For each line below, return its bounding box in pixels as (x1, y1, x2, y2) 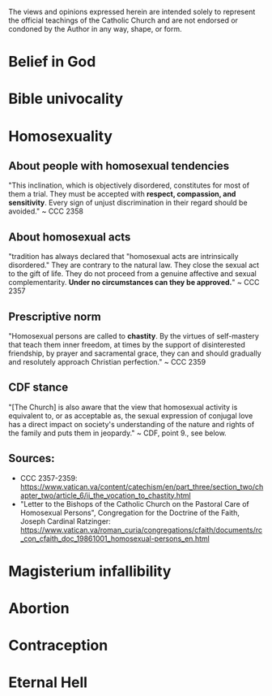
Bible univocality (8, 89, 124, 108)
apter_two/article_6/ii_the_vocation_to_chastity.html (19, 491, 192, 500)
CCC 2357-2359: (19, 473, 79, 482)
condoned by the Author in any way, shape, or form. (8, 24, 182, 33)
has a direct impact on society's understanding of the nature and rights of (8, 419, 255, 429)
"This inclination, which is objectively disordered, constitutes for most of (8, 180, 249, 190)
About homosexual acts (8, 230, 131, 244)
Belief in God (8, 53, 96, 71)
